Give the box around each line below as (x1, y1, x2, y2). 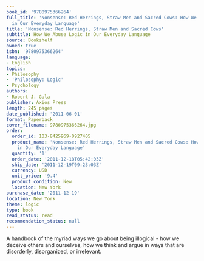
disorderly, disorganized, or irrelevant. (6, 248, 102, 255)
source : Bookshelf (6, 37, 53, 43)
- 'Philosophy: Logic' (6, 77, 64, 83)
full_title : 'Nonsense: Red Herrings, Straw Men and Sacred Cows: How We (6, 15, 197, 21)
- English (6, 60, 32, 66)
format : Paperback (6, 116, 53, 122)
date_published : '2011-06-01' (6, 111, 83, 117)
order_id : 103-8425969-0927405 (12, 133, 91, 140)
